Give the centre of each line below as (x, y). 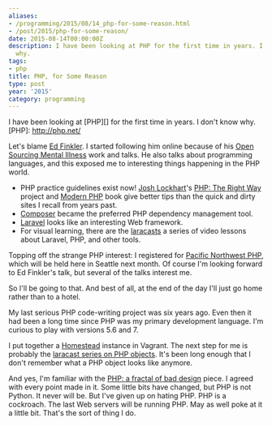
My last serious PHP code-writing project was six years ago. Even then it (130, 312)
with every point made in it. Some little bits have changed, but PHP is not (130, 387)
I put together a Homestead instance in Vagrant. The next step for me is (128, 346)
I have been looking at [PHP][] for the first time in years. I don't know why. (132, 122)
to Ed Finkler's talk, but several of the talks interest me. (100, 273)
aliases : (23, 16)
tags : (17, 62)
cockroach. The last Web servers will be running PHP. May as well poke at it (135, 404)
